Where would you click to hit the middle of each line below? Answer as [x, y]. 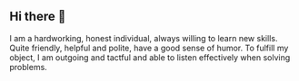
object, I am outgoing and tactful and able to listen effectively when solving [150, 57]
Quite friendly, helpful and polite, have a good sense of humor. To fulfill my [149, 48]
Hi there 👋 [38, 17]
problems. [28, 67]
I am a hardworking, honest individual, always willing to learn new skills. [144, 38]
